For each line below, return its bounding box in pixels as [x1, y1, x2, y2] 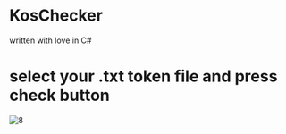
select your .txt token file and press [9, 66, 278, 87]
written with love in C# [9, 35, 92, 46]
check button [9, 86, 110, 105]
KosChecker [9, 5, 103, 26]
